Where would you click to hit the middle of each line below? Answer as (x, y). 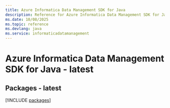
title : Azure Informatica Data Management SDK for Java (65, 10)
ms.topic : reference (27, 24)
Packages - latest (33, 88)
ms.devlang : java (24, 29)
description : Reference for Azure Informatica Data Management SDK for (82, 15)
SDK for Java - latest (49, 69)
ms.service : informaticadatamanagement (47, 33)
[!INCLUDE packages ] (28, 100)
